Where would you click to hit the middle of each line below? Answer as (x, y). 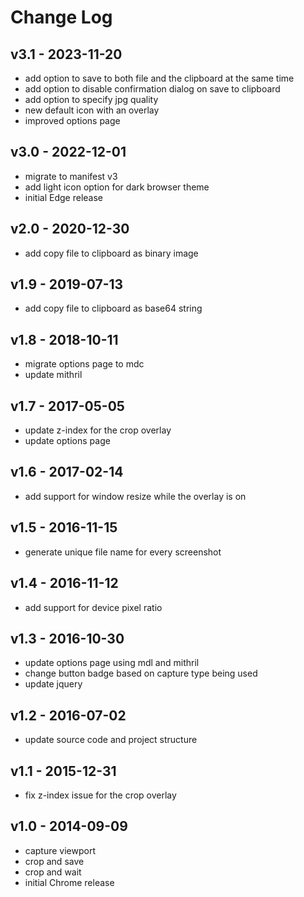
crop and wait (53, 872)
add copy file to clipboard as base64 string (113, 308)
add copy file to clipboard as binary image (111, 253)
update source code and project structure (111, 740)
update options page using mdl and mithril (112, 663)
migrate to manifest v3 (71, 176)
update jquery (53, 684)
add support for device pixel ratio (93, 607)
